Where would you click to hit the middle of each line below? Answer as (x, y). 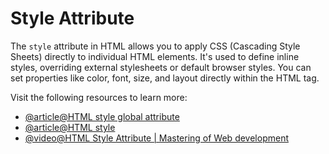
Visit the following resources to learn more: (99, 97)
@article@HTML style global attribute (102, 116)
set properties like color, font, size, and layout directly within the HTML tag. (165, 78)
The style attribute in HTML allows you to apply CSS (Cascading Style (155, 46)
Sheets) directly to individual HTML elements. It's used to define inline (155, 56)
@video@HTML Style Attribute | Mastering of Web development (156, 138)
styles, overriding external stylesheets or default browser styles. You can (161, 67)
